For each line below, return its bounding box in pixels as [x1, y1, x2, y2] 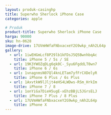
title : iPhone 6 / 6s [14, 66, 58, 71]
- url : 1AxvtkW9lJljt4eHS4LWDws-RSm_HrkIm [9, 80, 97, 85]
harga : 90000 [5, 34, 32, 39]
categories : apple [5, 16, 43, 21]
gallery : [5, 47, 23, 53]
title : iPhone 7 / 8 [14, 84, 56, 89]
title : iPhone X [14, 102, 47, 108]
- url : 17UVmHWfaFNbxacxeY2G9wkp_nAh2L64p [9, 98, 97, 103]
